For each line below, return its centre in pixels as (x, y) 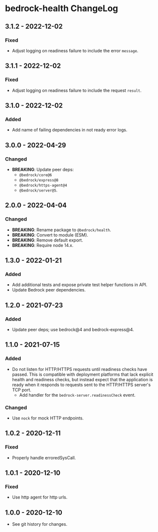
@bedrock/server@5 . (38, 190)
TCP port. (22, 390)
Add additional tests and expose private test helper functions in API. (79, 285)
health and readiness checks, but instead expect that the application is (82, 379)
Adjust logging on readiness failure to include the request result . (77, 90)
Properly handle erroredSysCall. (44, 458)
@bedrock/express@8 (39, 180)
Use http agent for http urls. (40, 497)
